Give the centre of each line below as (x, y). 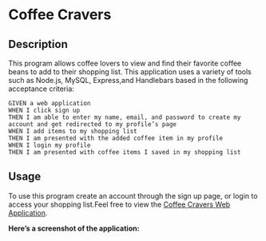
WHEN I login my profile (50, 145)
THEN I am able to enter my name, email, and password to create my (125, 117)
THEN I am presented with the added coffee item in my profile (116, 138)
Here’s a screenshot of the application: (74, 228)
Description (38, 44)
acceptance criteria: (41, 89)
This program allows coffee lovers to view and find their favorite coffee (125, 63)
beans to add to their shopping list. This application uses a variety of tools (130, 72)
